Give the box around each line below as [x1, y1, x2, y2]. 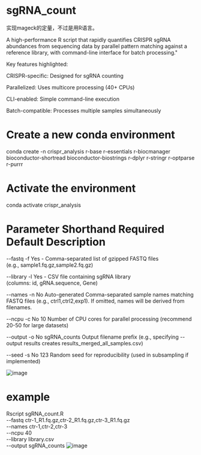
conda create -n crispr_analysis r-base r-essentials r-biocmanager [6, 147, 171, 155]
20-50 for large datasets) [6, 321, 69, 329]
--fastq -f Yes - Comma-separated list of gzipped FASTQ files [6, 255, 159, 262]
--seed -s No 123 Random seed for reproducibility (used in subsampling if [6, 351, 189, 358]
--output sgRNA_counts [6, 442, 65, 449]
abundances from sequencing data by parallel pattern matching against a [6, 43, 188, 50]
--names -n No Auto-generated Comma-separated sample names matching [6, 291, 194, 298]
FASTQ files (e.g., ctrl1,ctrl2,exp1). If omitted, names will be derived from [6, 297, 185, 305]
